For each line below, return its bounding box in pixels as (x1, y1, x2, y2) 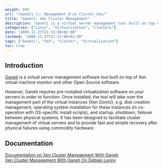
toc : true (5, 43, 25, 48)
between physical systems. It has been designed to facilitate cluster (5, 115, 141, 121)
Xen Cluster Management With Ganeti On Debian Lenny (5, 157, 116, 163)
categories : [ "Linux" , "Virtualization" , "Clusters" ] (5, 25, 116, 30)
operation (5, 110, 24, 115)
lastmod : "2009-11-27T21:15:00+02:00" (5, 35, 83, 39)
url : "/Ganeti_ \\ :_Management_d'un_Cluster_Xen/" (5, 12, 108, 17)
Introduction (5, 61, 44, 70)
